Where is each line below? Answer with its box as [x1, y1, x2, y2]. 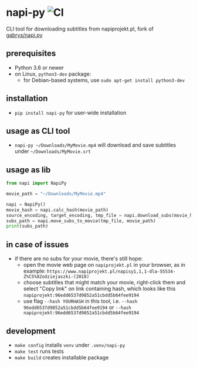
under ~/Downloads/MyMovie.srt [14, 148, 91, 155]
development [6, 326, 56, 336]
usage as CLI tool [6, 126, 70, 136]
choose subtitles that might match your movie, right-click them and [23, 279, 186, 286]
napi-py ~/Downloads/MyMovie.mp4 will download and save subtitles [14, 141, 176, 149]
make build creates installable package [14, 354, 109, 361]
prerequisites [6, 49, 56, 59]
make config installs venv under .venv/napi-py [14, 341, 125, 348]
